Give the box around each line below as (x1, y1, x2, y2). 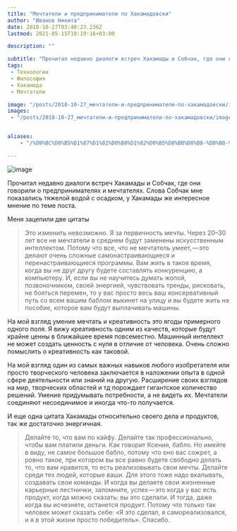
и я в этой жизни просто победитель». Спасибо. (24, 515, 171, 524)
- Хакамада (10, 82, 42, 89)
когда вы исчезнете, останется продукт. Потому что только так (24, 500, 217, 508)
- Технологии (10, 68, 49, 75)
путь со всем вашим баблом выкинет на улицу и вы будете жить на (24, 295, 229, 304)
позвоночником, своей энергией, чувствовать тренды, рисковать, (24, 281, 226, 289)
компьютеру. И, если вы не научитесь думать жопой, (24, 273, 187, 282)
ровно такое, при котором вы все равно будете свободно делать (24, 456, 222, 464)
